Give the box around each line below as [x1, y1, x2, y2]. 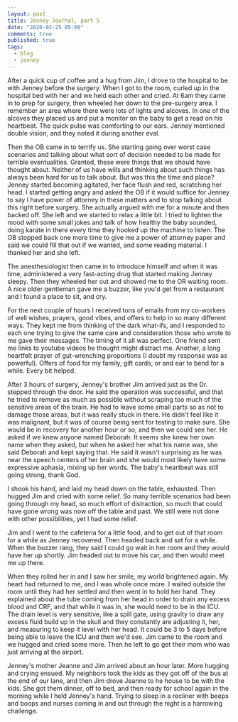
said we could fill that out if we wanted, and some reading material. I [7, 241, 207, 249]
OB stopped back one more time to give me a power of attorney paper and [7, 233, 226, 241]
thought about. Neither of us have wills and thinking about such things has [7, 165, 225, 174]
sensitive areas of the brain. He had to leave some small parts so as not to [7, 403, 224, 411]
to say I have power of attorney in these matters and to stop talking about [7, 195, 222, 204]
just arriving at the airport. [7, 647, 84, 656]
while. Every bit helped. [7, 366, 76, 375]
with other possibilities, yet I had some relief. [7, 514, 138, 523]
